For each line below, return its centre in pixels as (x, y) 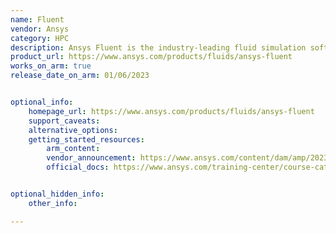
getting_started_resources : (86, 139)
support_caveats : (64, 121)
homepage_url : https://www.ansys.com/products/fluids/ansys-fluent (171, 111)
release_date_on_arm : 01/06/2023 (80, 76)
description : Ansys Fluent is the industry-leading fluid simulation (158, 47)
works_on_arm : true (51, 66)
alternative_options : (73, 130)
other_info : (53, 203)
